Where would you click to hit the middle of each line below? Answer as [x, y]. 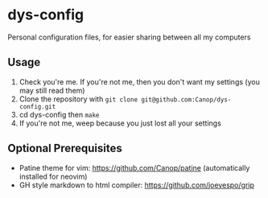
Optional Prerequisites [65, 148]
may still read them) [52, 90]
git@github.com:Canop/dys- [186, 99]
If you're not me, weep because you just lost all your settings [120, 123]
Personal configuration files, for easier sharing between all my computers [129, 37]
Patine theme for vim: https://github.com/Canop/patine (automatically [134, 167]
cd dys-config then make [59, 114]
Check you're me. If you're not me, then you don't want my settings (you [140, 81]
